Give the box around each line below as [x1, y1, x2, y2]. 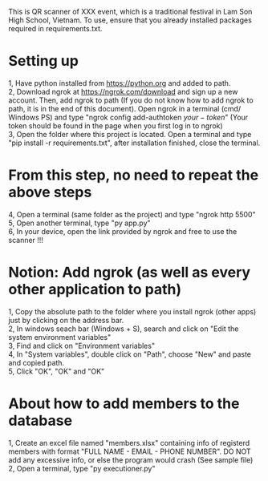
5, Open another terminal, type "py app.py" [8, 218, 151, 228]
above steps [8, 184, 92, 201]
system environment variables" [8, 332, 112, 342]
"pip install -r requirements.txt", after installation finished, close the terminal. [8, 138, 261, 148]
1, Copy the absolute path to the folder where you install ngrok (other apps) [8, 306, 257, 316]
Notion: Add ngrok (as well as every [8, 264, 251, 281]
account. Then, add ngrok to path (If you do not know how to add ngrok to [8, 95, 254, 105]
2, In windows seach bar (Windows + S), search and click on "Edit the [8, 324, 239, 333]
